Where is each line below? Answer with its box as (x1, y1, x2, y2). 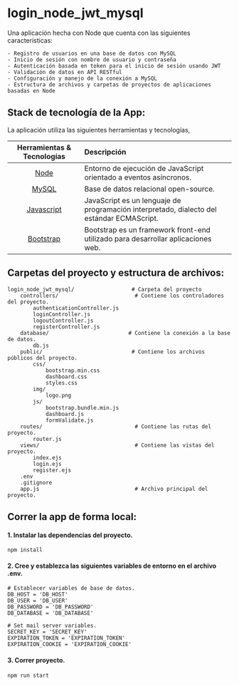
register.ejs (33, 467, 72, 474)
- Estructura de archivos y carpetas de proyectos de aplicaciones (7, 80, 212, 88)
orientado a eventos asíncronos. (84, 172, 192, 182)
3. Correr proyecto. (7, 655, 65, 664)
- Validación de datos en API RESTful (7, 68, 122, 76)
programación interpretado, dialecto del (84, 204, 217, 214)
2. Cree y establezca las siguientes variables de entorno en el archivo (7, 561, 217, 570)
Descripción (84, 147, 127, 157)
